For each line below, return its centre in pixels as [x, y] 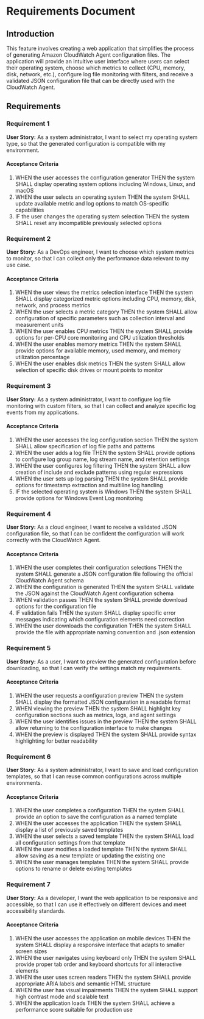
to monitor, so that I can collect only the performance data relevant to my [98, 259]
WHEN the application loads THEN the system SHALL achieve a [95, 1003]
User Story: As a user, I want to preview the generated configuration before [101, 661]
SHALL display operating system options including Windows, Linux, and [105, 184]
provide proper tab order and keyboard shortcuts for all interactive [98, 964]
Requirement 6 [29, 756]
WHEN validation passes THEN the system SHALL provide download [101, 600]
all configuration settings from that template [70, 843]
